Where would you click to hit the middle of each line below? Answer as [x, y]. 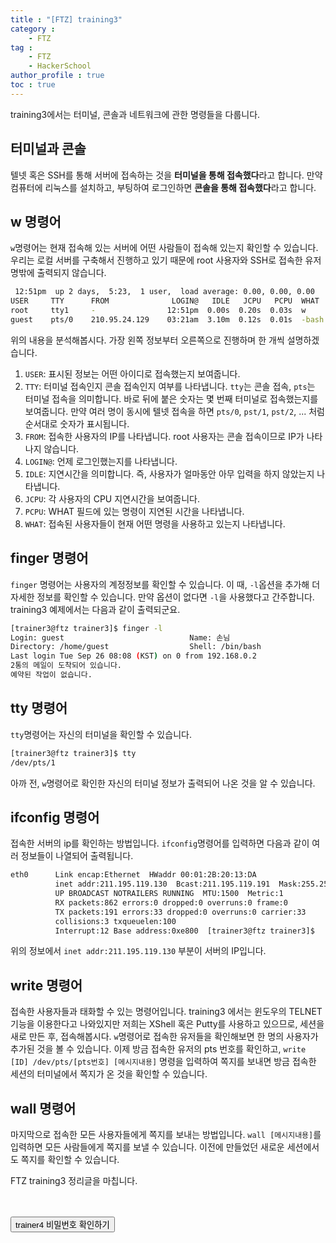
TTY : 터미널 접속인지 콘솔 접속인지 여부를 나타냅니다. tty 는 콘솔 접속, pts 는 [170, 386]
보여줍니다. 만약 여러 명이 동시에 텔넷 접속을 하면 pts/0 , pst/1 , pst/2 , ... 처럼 [174, 411]
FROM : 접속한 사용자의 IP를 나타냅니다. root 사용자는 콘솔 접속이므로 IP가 [164, 436]
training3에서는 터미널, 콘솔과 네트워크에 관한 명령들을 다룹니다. [135, 114]
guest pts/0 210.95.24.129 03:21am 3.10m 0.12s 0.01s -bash [167, 320]
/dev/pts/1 [33, 762]
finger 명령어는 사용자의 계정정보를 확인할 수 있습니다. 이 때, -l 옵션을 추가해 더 [165, 584]
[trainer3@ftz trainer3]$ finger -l [86, 628]
